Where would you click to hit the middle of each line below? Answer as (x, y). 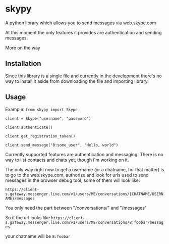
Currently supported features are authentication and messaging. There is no (84, 154)
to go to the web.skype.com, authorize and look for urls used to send (77, 175)
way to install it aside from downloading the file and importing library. (77, 81)
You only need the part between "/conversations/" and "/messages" (76, 208)
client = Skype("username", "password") (48, 118)
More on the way (23, 47)
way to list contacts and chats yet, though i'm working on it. (67, 160)
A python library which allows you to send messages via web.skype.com (81, 23)
